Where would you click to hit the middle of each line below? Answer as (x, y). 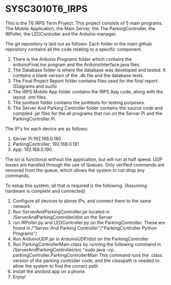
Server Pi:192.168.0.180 (37, 138)
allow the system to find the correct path (55, 266)
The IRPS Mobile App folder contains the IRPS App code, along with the (88, 91)
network (21, 206)
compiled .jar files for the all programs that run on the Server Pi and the (87, 113)
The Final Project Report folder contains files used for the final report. (86, 81)
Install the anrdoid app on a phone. (49, 271)
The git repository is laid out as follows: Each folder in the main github (79, 43)
